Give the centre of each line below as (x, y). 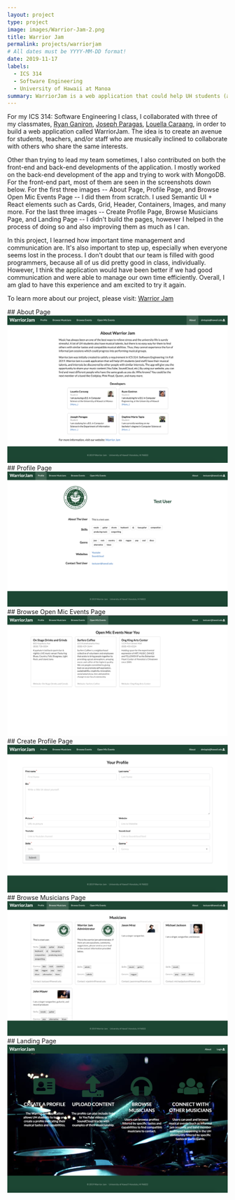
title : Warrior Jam (36, 37)
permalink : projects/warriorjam (54, 44)
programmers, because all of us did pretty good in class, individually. (107, 263)
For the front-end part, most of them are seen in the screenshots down (109, 183)
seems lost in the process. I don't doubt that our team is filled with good (111, 255)
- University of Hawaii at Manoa (62, 88)
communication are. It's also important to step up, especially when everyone (117, 248)
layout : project (31, 15)
